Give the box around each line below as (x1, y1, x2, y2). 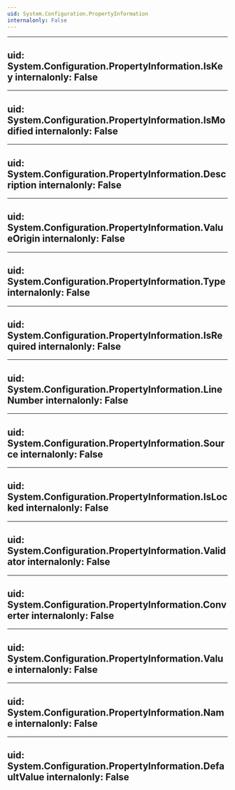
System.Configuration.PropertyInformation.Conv (7, 599, 227, 611)
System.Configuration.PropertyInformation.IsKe (7, 60, 223, 72)
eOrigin (7, 233, 41, 245)
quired (7, 340, 36, 352)
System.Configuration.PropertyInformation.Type (7, 276, 226, 288)
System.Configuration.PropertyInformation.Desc (7, 168, 227, 180)
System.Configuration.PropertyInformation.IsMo (7, 114, 226, 126)
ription (7, 179, 37, 191)
